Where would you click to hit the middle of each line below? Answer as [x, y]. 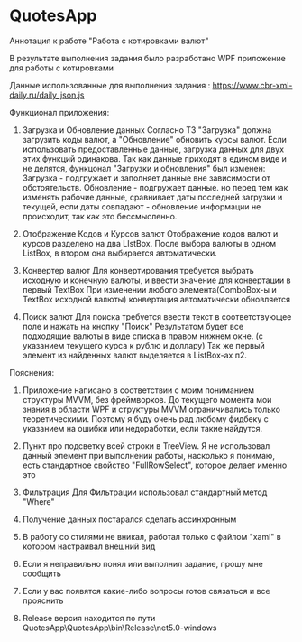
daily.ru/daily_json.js [47, 95]
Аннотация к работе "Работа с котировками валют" [109, 41]
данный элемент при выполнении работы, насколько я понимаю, [148, 455]
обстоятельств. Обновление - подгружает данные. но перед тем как [155, 187]
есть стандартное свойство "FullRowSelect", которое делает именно [155, 465]
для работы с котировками [62, 68]
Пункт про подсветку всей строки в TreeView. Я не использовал [146, 446]
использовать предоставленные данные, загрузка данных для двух [153, 149]
